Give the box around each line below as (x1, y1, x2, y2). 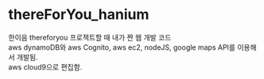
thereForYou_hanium (8, 6, 149, 24)
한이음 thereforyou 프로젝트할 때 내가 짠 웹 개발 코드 (8, 32, 172, 42)
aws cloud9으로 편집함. (8, 62, 83, 72)
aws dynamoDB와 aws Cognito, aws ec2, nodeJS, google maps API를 (8, 42, 236, 52)
